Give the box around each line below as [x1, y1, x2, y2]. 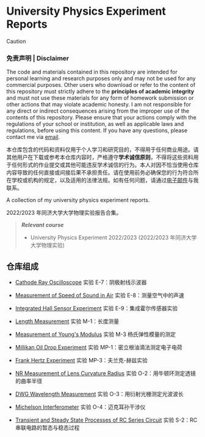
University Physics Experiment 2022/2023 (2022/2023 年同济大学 [30, 234, 197, 241]
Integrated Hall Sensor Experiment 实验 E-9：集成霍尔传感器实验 [15, 305, 178, 312]
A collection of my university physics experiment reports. [6, 196, 150, 204]
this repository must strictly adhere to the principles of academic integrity [6, 88, 195, 95]
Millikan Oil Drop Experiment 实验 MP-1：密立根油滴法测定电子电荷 [15, 344, 183, 351]
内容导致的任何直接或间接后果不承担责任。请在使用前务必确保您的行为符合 [6, 169, 193, 176]
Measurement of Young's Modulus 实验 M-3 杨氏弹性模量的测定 [15, 331, 176, 338]
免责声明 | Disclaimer [6, 54, 70, 62]
